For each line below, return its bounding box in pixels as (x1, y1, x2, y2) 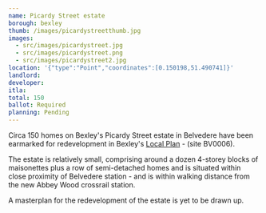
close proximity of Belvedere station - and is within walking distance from (8, 171, 250, 181)
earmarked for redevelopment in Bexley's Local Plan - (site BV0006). (8, 139, 236, 148)
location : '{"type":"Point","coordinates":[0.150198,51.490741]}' (8, 64, 234, 72)
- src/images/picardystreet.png (15, 49, 124, 57)
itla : (8, 86, 26, 94)
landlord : (8, 71, 42, 79)
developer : (8, 78, 45, 86)
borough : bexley (8, 19, 62, 27)
